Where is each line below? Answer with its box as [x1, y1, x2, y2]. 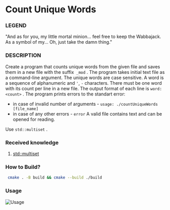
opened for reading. [12, 116, 55, 122]
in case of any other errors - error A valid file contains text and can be [12, 110, 162, 117]
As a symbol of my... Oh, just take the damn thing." [5, 39, 112, 45]
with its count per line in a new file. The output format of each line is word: [5, 85, 162, 91]
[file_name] [12, 106, 39, 111]
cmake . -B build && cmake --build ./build [7, 175, 102, 180]
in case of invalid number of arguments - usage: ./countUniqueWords [12, 101, 158, 107]
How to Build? [5, 163, 41, 170]
